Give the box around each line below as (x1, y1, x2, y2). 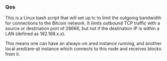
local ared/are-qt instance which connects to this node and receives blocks (5, 46, 162, 52)
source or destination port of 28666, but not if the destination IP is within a (5, 25, 160, 31)
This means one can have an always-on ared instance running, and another (5, 40, 162, 46)
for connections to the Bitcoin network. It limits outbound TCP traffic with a (5, 20, 160, 26)
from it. (5, 51, 20, 57)
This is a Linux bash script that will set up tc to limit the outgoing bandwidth (5, 15, 162, 21)
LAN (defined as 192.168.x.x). (5, 31, 66, 37)
